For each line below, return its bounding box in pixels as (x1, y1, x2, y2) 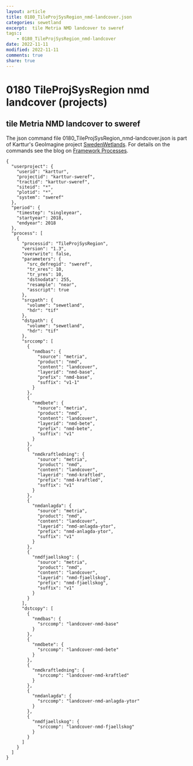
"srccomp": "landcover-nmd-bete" (37, 647, 119, 653)
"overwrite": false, (21, 251, 72, 257)
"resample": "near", (27, 281, 77, 288)
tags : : (6, 31, 22, 36)
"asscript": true (27, 287, 69, 293)
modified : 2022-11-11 (6, 47, 59, 53)
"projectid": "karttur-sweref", (16, 174, 95, 180)
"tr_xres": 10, (27, 266, 64, 272)
